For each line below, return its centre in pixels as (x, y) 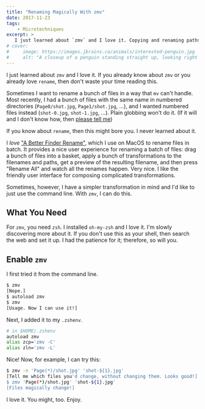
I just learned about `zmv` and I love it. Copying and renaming (99, 40)
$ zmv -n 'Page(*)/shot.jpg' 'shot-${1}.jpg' (65, 371)
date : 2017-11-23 (28, 18)
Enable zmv (27, 259)
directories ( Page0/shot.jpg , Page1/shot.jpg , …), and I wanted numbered (98, 106)
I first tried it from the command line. (52, 274)
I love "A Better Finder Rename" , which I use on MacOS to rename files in (98, 143)
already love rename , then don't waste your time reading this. (82, 81)
